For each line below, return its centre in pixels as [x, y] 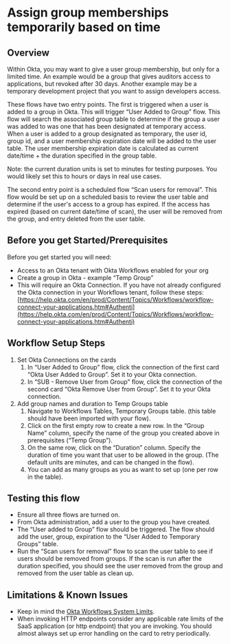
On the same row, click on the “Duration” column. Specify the [114, 447]
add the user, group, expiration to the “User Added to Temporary [108, 537]
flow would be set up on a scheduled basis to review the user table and [108, 197]
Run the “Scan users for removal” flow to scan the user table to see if [115, 551]
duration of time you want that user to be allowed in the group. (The [123, 455]
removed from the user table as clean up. [75, 573]
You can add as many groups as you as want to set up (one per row [123, 469]
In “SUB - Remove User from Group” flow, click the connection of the [125, 382]
